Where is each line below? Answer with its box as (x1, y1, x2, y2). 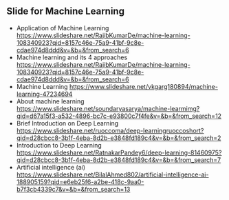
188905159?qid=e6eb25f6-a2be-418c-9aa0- (16, 177, 144, 186)
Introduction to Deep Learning (16, 141, 102, 149)
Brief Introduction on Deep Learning (16, 119, 119, 127)
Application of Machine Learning (16, 23, 109, 32)
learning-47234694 (16, 90, 73, 98)
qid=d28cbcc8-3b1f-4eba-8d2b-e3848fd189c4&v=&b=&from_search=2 (16, 134, 221, 142)
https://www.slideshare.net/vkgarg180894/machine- (69, 82, 218, 90)
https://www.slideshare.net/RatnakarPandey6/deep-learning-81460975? (16, 148, 222, 157)
